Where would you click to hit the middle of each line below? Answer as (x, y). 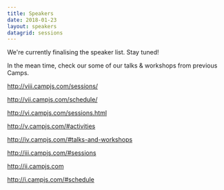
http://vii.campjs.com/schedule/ (52, 100)
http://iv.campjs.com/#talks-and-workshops (70, 140)
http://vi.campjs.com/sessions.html (57, 113)
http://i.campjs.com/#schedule (51, 180)
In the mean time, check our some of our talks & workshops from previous (112, 65)
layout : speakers (32, 26)
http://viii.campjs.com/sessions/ (53, 86)
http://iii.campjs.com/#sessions (52, 153)
